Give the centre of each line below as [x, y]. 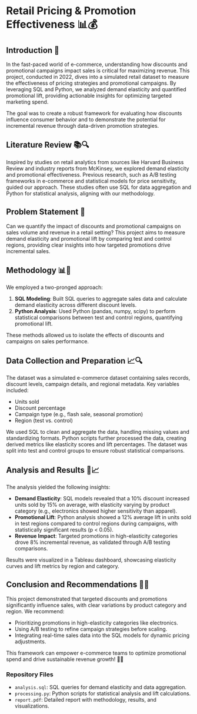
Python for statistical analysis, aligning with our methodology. [81, 193]
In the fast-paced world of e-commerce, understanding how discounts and [97, 64]
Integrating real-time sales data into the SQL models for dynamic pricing [102, 635]
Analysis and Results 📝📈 [53, 470]
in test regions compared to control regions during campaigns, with [96, 524]
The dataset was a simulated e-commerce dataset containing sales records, [98, 378]
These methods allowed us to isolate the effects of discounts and [85, 335]
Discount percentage [40, 408]
